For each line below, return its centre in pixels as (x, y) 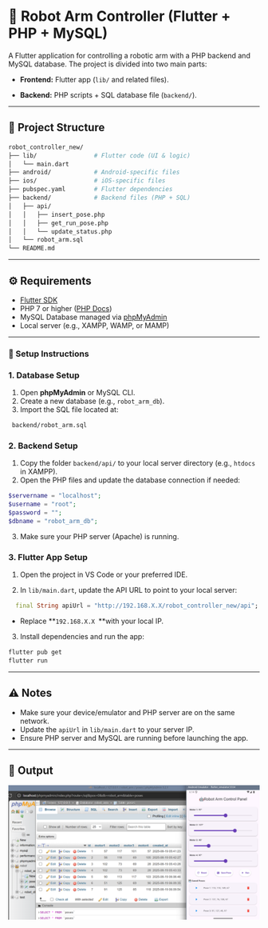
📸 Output (31, 770)
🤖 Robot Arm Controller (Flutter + (120, 16)
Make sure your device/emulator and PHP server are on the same (127, 712)
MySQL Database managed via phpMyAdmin (93, 317)
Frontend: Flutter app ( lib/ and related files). (94, 79)
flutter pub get (35, 652)
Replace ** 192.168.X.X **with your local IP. (92, 621)
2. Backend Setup (43, 446)
